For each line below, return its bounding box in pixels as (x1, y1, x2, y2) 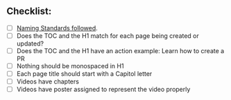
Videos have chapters (16, 77, 79, 86)
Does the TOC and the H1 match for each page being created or (16, 31, 199, 40)
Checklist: (6, 6, 52, 17)
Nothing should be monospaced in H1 (16, 62, 124, 70)
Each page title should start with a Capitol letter (16, 70, 153, 78)
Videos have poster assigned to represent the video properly (16, 86, 191, 94)
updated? (16, 39, 44, 48)
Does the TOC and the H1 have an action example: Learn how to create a (16, 46, 225, 54)
